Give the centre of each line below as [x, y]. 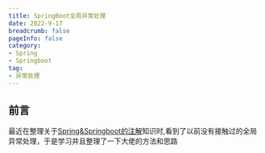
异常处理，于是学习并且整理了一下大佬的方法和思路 [93, 141]
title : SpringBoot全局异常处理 [57, 16]
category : [25, 46]
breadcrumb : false [39, 31]
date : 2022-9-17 [35, 23]
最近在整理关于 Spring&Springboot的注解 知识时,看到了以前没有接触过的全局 [133, 131]
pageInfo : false [35, 38]
